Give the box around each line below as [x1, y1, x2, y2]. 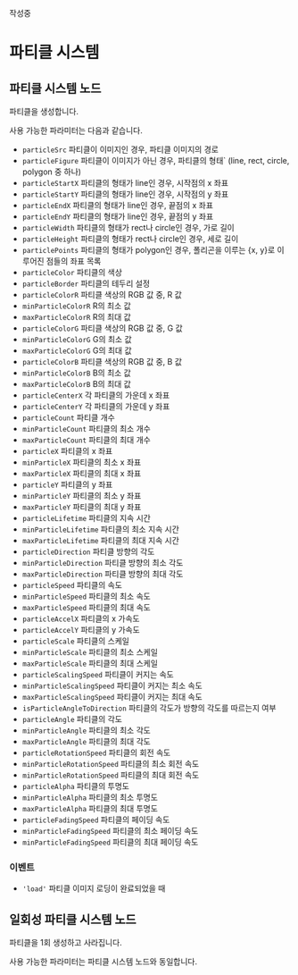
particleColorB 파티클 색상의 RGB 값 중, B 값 [21, 357, 183, 366]
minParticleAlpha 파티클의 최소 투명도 [21, 792, 159, 803]
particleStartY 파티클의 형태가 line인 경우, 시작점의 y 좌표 [21, 189, 229, 199]
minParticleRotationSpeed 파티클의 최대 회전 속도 [21, 769, 200, 780]
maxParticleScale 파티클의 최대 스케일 [21, 658, 159, 668]
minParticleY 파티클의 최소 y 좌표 [21, 491, 142, 500]
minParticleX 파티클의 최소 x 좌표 [21, 457, 142, 467]
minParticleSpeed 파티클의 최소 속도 [21, 591, 152, 601]
